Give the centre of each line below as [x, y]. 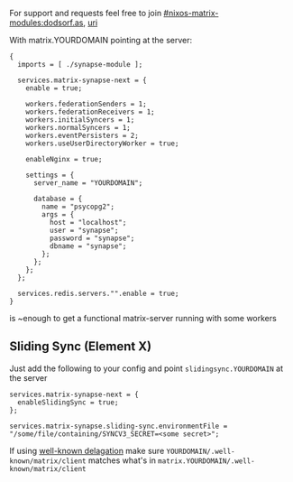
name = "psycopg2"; [78, 207]
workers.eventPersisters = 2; [82, 135]
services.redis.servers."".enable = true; [98, 293]
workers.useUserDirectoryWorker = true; [102, 144]
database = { [58, 199]
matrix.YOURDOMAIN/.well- [206, 461]
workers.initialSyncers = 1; [80, 120]
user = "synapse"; [84, 230]
